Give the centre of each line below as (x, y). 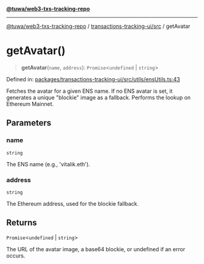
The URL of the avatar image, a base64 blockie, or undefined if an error (96, 249)
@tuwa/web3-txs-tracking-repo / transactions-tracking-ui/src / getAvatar (98, 26)
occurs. (16, 256)
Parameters (29, 123)
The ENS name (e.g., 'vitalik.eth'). (48, 164)
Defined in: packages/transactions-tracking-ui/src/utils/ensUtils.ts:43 (93, 79)
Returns (22, 223)
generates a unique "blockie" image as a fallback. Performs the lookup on (99, 97)
